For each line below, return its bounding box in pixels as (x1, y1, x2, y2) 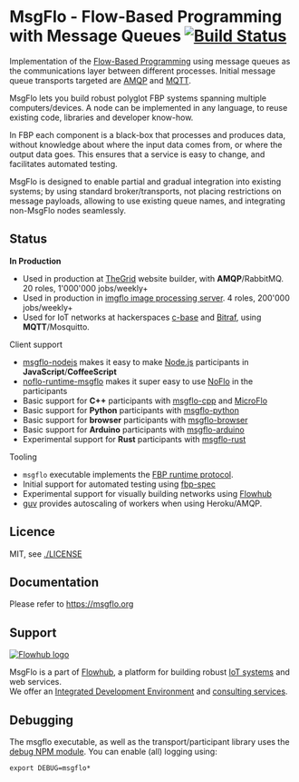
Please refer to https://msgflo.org (9, 599, 134, 609)
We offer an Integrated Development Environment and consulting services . (9, 686, 288, 697)
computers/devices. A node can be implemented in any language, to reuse (9, 102, 288, 113)
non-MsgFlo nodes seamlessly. (9, 204, 127, 215)
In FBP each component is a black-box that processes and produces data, (9, 129, 286, 140)
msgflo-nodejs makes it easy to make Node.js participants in (22, 356, 249, 367)
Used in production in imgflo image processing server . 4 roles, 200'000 (22, 292, 290, 303)
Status (9, 232, 48, 247)
